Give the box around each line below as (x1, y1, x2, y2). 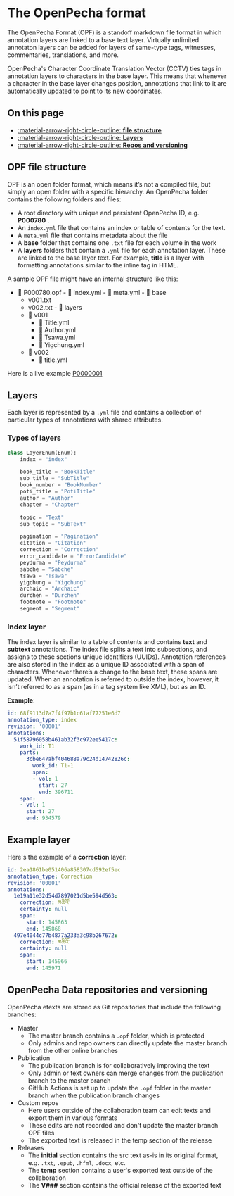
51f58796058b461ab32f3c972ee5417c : (13, 736, 118, 743)
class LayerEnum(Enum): (7, 449, 77, 456)
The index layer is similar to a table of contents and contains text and (7, 638, 207, 646)
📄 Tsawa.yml (38, 333, 76, 341)
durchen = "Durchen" (20, 592, 80, 599)
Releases (17, 1143, 44, 1152)
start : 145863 (25, 919, 68, 926)
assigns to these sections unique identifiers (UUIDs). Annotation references (7, 653, 226, 661)
